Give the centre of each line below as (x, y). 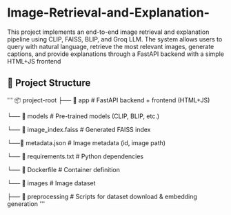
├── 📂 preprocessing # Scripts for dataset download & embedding (102, 196)
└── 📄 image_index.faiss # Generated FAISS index (79, 129)
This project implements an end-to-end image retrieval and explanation (108, 32)
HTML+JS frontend (34, 61)
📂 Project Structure (49, 83)
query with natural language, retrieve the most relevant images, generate (111, 46)
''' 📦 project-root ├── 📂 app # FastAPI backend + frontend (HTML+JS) (109, 100)
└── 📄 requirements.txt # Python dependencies (76, 156)
